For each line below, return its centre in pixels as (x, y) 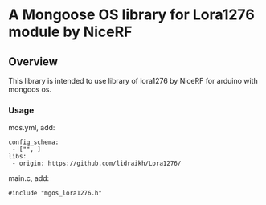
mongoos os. (30, 89)
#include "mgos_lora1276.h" (55, 193)
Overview (33, 61)
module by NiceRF (70, 32)
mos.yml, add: (32, 128)
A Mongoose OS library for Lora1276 (131, 15)
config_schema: (34, 142)
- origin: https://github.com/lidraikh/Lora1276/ (96, 164)
